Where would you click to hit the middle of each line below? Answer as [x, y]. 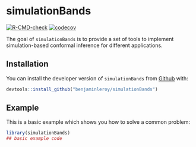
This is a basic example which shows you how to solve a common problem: [98, 122]
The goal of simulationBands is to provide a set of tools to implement [90, 39]
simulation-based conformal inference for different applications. [84, 45]
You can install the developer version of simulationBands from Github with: [97, 78]
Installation [27, 64]
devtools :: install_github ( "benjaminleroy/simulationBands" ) [82, 89]
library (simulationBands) [38, 133]
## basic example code [34, 139]
